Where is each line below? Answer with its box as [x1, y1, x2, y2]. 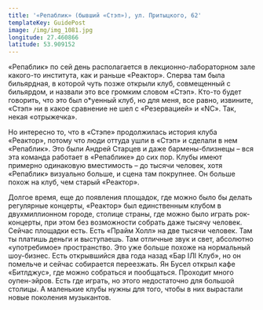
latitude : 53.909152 [8, 41, 76, 49]
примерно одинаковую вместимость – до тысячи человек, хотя [8, 161, 223, 170]
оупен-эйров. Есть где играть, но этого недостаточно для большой [8, 276, 235, 286]
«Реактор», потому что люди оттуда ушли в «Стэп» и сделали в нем [8, 136, 238, 145]
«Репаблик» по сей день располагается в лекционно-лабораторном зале [8, 62, 256, 71]
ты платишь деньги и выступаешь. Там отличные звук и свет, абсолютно [8, 235, 254, 244]
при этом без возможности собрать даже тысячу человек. [44, 217, 243, 228]
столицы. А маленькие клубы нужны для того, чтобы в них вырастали [8, 284, 243, 294]
